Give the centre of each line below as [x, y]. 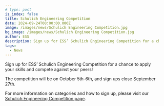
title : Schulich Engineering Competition [48, 18]
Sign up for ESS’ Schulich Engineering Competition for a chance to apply [78, 64]
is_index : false [21, 14]
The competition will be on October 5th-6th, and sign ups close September [81, 79]
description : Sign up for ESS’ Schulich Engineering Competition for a [79, 41]
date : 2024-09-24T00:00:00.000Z [38, 23]
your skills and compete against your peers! [49, 69]
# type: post [18, 9]
